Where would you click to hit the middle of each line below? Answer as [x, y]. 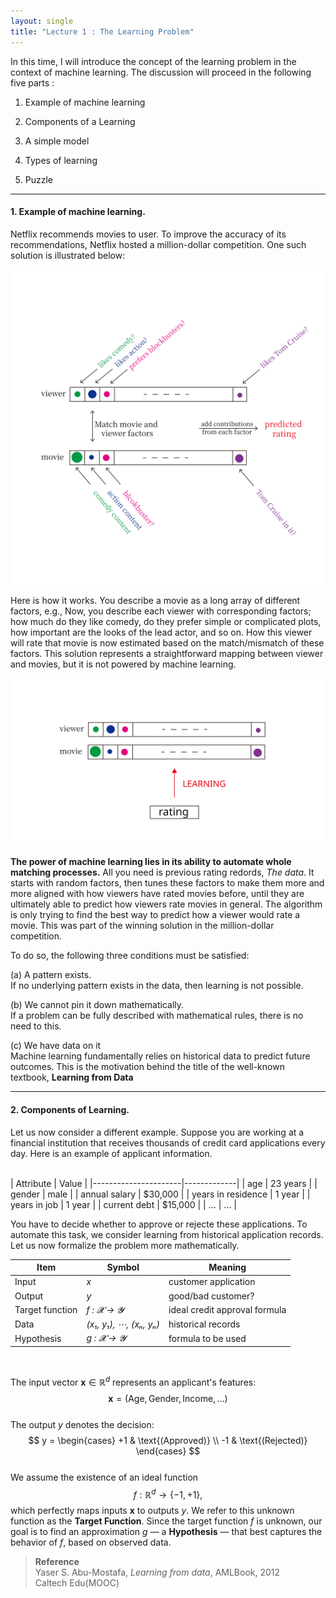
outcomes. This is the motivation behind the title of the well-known [147, 1067]
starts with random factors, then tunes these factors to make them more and [167, 883]
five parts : [32, 82]
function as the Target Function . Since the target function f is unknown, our [166, 1521]
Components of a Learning [80, 121]
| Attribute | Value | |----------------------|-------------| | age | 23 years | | [164, 1183]
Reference [57, 1562]
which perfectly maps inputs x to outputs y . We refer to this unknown [152, 1511]
